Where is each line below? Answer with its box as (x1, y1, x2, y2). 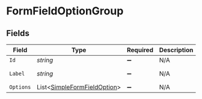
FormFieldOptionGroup (6, 4, 124, 18)
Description (159, 46, 194, 54)
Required (127, 46, 153, 54)
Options (9, 84, 31, 91)
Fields (6, 28, 30, 38)
